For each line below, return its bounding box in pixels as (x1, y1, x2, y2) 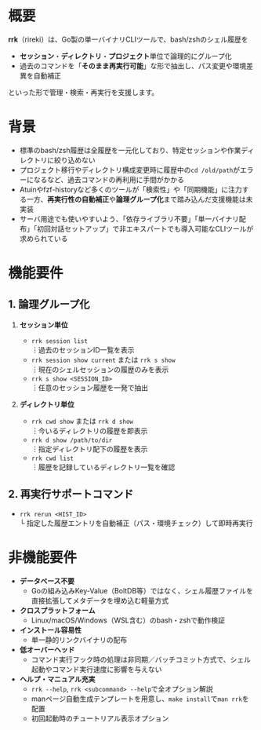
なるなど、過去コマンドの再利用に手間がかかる (33, 174, 185, 184)
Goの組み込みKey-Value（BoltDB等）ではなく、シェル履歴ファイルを (31, 586, 253, 595)
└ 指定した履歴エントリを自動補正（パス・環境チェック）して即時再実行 (19, 518, 253, 527)
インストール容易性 (19, 625, 82, 634)
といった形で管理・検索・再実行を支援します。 (8, 87, 159, 97)
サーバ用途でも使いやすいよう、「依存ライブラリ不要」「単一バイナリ (19, 214, 240, 224)
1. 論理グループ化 (8, 297, 90, 311)
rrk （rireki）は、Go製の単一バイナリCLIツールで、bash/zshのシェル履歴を (8, 35, 248, 44)
